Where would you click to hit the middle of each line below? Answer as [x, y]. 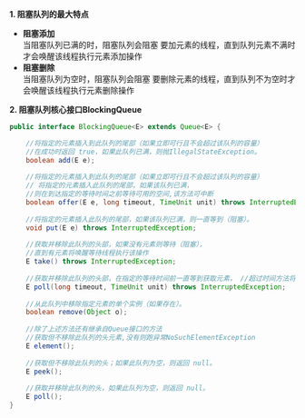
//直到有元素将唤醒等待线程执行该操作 [88, 254]
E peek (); [44, 372]
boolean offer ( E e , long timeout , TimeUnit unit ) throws [136, 203]
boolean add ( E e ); [60, 160]
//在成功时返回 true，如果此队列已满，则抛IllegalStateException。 [143, 152]
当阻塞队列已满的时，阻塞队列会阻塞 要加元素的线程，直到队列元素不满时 [159, 45]
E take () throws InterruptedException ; [101, 262]
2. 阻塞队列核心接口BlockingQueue [76, 109]
